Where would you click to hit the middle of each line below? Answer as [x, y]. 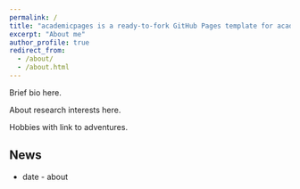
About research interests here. [65, 110]
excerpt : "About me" [48, 34]
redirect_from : [37, 51]
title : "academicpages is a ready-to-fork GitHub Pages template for [142, 26]
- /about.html [43, 68]
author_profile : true [50, 42]
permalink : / [33, 17]
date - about [45, 177]
